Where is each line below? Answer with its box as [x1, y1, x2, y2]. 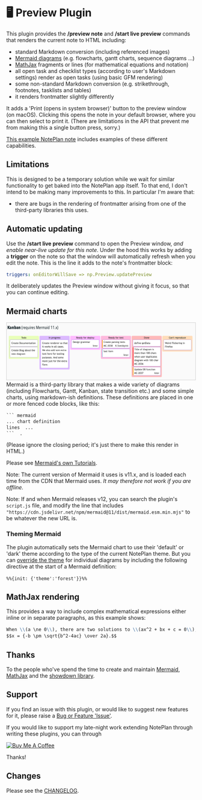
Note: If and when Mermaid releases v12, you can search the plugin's [6, 496, 178, 503]
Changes [6, 771, 41, 781]
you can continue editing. [6, 289, 69, 296]
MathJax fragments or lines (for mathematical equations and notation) [14, 61, 189, 68]
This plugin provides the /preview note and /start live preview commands [6, 30, 191, 37]
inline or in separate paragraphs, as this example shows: [6, 614, 146, 622]
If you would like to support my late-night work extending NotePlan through [6, 723, 193, 731]
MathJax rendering [6, 592, 80, 602]
